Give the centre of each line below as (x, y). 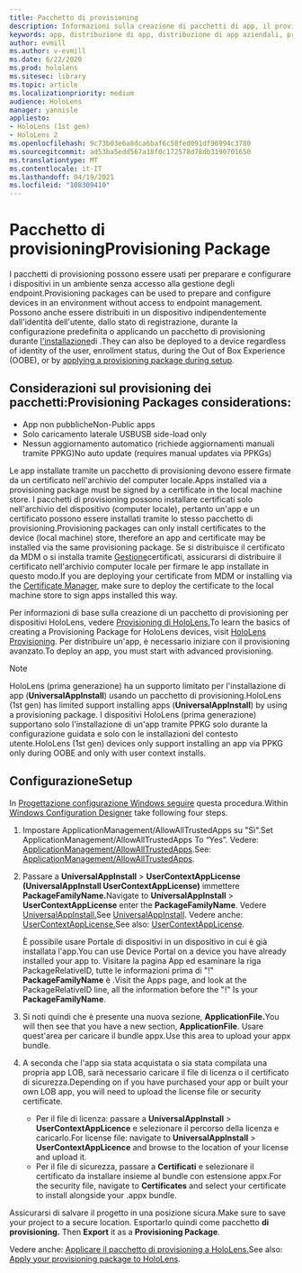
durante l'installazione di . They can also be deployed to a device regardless (147, 341)
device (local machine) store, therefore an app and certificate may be (138, 537)
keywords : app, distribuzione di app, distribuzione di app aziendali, (146, 34)
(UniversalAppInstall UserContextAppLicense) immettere (131, 885)
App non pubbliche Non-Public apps (89, 424)
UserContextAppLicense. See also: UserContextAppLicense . (133, 924)
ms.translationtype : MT (54, 160)
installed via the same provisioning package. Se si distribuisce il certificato (147, 547)
